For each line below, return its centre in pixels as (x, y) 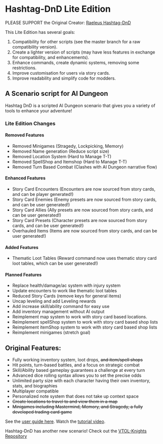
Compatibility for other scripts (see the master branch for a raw (76, 42)
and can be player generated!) (43, 194)
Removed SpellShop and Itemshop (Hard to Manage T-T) (69, 162)
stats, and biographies (35, 386)
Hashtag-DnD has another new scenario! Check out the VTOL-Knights (76, 431)
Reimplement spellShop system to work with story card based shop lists (85, 322)
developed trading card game (42, 412)
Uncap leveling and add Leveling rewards (54, 301)
